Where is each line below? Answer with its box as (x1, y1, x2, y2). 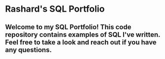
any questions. (5, 45, 52, 54)
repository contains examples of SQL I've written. (5, 30, 161, 39)
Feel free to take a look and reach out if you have (5, 38, 157, 46)
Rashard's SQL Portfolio (5, 3, 105, 15)
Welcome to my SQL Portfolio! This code (5, 23, 132, 31)
